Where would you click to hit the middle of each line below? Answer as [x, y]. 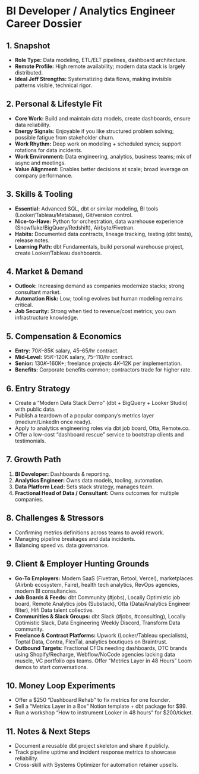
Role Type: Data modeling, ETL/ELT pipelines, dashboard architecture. [101, 60]
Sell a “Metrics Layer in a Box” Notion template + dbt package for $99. [101, 706]
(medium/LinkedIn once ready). [53, 422]
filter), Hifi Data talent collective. [54, 610]
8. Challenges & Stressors [55, 518]
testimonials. [30, 441]
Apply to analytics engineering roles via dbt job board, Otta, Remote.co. [102, 428]
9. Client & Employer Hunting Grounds [78, 564]
